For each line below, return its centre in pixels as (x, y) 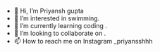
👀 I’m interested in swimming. (57, 18)
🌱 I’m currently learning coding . (61, 26)
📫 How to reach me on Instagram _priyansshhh (83, 41)
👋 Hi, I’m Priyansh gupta (49, 11)
